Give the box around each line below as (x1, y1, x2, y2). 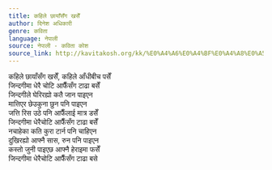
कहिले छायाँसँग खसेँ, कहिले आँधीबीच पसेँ (8, 72, 112, 81)
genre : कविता (8, 27, 48, 35)
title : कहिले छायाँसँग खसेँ (8, 11, 80, 20)
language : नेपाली (8, 34, 58, 43)
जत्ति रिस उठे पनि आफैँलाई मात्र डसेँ (8, 108, 99, 117)
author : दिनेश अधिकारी (8, 19, 73, 28)
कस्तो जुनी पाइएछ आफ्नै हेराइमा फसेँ (8, 145, 100, 154)
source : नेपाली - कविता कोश (8, 42, 89, 50)
